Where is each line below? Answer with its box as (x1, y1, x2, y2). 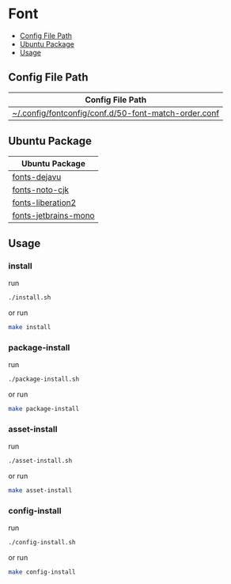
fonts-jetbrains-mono (12, 210, 95, 221)
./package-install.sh (8, 375, 80, 384)
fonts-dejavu (12, 171, 62, 182)
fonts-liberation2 (12, 197, 77, 208)
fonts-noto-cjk (12, 184, 70, 195)
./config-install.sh (8, 539, 77, 547)
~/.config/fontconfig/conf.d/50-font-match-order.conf (12, 108, 220, 119)
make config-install (8, 568, 77, 576)
